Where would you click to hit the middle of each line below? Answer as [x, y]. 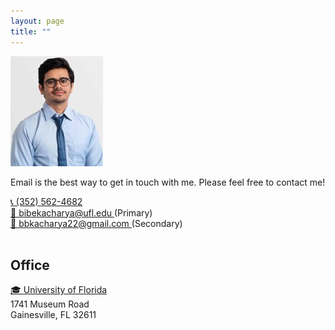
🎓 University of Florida [59, 290]
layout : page [37, 21]
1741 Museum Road [50, 304]
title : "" [31, 31]
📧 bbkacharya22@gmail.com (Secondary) [96, 223]
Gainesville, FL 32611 [53, 315]
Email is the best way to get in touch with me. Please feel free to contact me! [168, 182]
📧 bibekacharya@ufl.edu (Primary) [81, 212]
